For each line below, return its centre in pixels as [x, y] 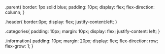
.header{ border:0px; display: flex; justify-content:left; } [61, 22]
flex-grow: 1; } [19, 46]
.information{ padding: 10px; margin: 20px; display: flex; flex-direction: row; [82, 41]
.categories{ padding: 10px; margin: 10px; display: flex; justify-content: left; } [82, 31]
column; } [15, 12]
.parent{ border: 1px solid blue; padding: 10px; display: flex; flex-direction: [80, 7]
